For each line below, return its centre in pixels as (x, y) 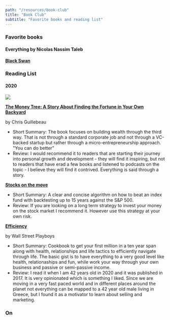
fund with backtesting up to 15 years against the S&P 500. (73, 200)
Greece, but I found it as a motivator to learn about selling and (77, 294)
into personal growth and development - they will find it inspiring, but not (89, 158)
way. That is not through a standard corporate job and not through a (83, 137)
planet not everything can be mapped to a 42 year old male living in (83, 289)
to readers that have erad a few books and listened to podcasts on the (86, 164)
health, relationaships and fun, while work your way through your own (86, 262)
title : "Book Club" (26, 15)
